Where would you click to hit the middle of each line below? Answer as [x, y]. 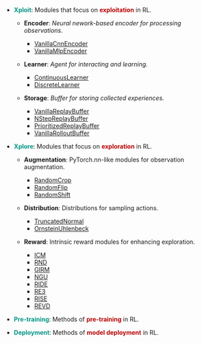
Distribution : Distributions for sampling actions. [91, 208]
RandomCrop [53, 180]
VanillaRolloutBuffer [62, 133]
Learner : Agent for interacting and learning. [86, 64]
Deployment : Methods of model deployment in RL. [86, 332]
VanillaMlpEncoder [61, 51]
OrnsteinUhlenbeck [61, 228]
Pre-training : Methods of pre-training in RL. [76, 319]
